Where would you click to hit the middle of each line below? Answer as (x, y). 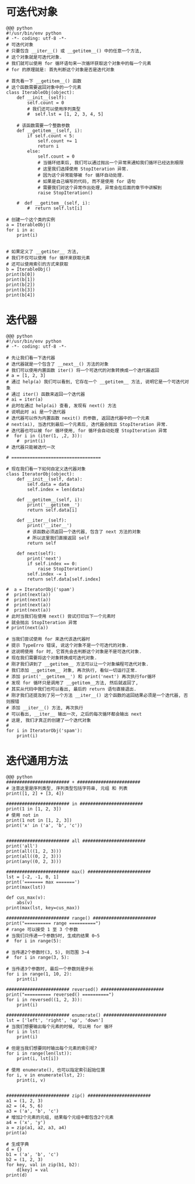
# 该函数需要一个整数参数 (43, 125)
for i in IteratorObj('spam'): (44, 731)
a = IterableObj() (28, 225)
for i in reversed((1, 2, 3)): (44, 1000)
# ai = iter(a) (25, 399)
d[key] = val (33, 1170)
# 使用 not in (23, 815)
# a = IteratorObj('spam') (41, 589)
